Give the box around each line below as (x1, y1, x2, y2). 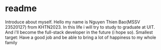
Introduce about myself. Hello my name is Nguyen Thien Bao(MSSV (5, 19, 140, 25)
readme (5, 3, 37, 14)
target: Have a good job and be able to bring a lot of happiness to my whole (5, 34, 157, 40)
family (5, 39, 18, 45)
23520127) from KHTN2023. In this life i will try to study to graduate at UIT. (5, 24, 155, 30)
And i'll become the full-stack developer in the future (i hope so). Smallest (5, 29, 153, 35)
